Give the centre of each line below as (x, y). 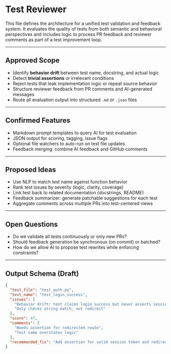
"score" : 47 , (24, 318)
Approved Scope (33, 60)
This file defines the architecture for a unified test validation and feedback (83, 23)
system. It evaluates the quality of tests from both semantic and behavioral (83, 28)
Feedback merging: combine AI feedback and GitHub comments (80, 149)
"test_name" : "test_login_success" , (49, 294)
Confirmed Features (38, 121)
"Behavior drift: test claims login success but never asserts (83, 304)
